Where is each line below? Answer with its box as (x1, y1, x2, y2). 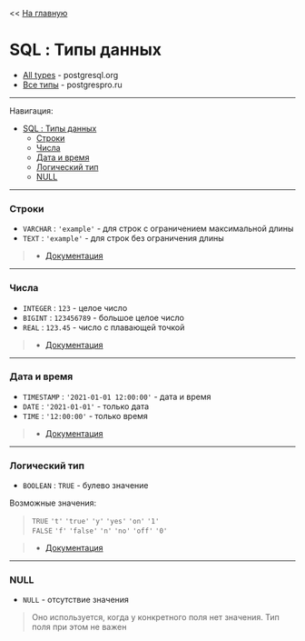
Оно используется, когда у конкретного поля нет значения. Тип (31, 612, 280, 623)
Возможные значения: (9, 497, 97, 508)
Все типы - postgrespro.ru (22, 79, 123, 90)
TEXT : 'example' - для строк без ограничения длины (22, 233, 224, 244)
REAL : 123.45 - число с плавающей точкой (22, 322, 185, 333)
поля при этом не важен (31, 622, 127, 633)
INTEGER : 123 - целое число (22, 302, 128, 313)
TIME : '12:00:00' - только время (22, 410, 148, 421)
